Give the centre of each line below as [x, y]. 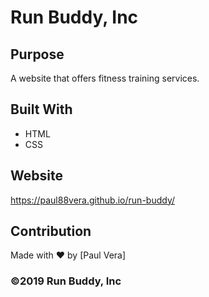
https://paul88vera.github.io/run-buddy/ [92, 200]
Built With [41, 109]
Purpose [37, 54]
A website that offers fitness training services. [105, 78]
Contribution [51, 231]
